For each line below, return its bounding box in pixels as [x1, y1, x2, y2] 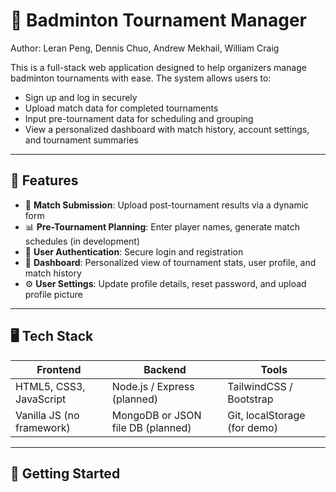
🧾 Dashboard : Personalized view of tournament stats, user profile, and [24, 256, 317, 268]
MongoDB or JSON [111, 408, 202, 422]
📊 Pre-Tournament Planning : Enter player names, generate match [24, 220, 300, 233]
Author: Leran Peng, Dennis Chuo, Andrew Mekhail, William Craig [10, 42, 280, 54]
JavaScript [15, 392, 67, 406]
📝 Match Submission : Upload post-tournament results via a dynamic [24, 199, 310, 211]
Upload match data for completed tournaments [24, 102, 219, 114]
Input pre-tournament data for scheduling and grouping [24, 112, 254, 124]
